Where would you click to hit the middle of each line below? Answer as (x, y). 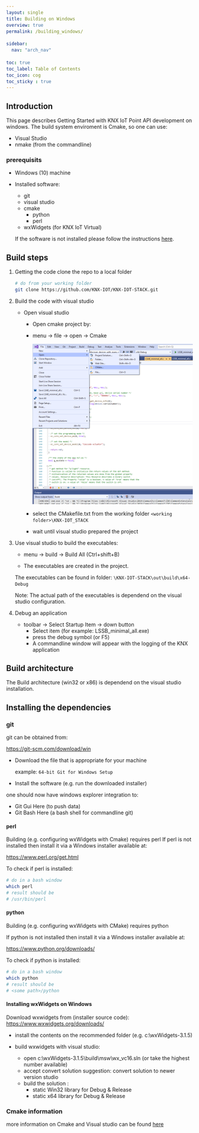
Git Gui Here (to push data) (48, 807)
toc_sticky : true (29, 81)
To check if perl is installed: (40, 869)
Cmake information (34, 1111)
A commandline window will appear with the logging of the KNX (110, 643)
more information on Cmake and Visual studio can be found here (85, 1124)
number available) (46, 1064)
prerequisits (24, 160)
